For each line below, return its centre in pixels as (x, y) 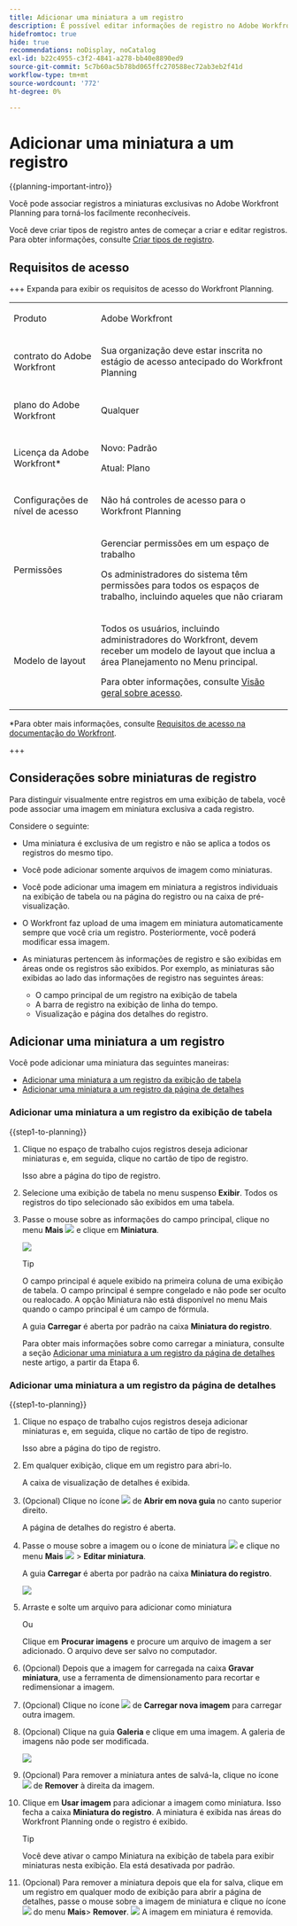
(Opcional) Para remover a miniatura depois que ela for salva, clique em (152, 1882)
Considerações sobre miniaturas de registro (133, 778)
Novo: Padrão (129, 448)
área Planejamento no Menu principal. (179, 661)
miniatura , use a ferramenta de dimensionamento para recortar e (141, 1677)
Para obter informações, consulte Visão (183, 682)
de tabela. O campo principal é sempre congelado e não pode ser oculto (154, 1290)
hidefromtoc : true (43, 34)
